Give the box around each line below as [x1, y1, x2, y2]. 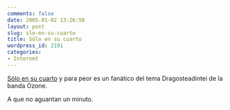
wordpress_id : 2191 [7, 42, 64, 49]
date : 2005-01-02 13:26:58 [7, 17, 85, 24]
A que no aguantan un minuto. [7, 95, 94, 103]
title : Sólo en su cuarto [7, 36, 82, 43]
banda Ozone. [7, 81, 48, 90]
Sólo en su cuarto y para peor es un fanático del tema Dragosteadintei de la [7, 74, 223, 82]
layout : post [7, 23, 45, 30]
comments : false [7, 10, 54, 17]
